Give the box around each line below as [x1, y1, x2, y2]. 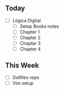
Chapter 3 [19, 40, 41, 47]
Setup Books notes [19, 23, 59, 29]
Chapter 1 [19, 29, 40, 35]
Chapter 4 [19, 46, 41, 52]
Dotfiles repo [12, 74, 39, 80]
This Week [5, 61, 39, 70]
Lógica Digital [12, 17, 41, 23]
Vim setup [12, 80, 34, 86]
